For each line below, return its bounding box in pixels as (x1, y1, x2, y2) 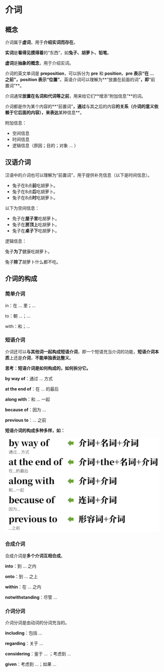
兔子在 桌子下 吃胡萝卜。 (12, 228, 60, 234)
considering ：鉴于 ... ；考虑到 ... (5, 650, 71, 656)
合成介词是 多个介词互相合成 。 (5, 553, 65, 559)
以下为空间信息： (5, 205, 40, 211)
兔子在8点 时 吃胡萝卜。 (12, 195, 58, 200)
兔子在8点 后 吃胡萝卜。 (12, 189, 58, 195)
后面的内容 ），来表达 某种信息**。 (18, 109, 84, 115)
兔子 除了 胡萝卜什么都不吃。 (5, 259, 61, 264)
